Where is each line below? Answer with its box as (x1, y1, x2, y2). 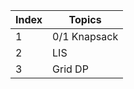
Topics (68, 13, 102, 26)
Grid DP (52, 62, 89, 76)
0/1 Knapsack (52, 30, 119, 43)
